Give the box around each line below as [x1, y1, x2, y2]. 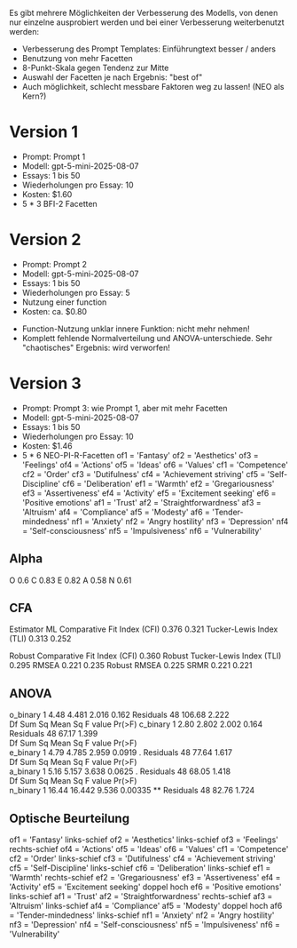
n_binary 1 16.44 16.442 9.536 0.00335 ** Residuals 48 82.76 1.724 [9, 785, 255, 796]
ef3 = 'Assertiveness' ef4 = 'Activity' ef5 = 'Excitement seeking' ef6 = [21, 488, 277, 498]
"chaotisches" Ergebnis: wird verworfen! [21, 342, 170, 353]
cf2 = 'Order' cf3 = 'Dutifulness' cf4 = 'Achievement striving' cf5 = [21, 468, 266, 479]
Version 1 [9, 122, 78, 142]
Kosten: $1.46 [21, 440, 73, 451]
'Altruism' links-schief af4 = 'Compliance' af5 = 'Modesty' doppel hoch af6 [9, 901, 283, 912]
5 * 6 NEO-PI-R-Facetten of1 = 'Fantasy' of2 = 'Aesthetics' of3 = [21, 450, 259, 460]
